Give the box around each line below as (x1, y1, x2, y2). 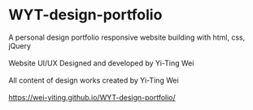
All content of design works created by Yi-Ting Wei (8, 75, 179, 85)
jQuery (8, 40, 31, 50)
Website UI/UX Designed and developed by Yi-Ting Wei (8, 58, 194, 68)
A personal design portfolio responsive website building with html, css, (8, 32, 246, 42)
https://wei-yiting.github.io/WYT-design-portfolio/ (8, 92, 177, 102)
